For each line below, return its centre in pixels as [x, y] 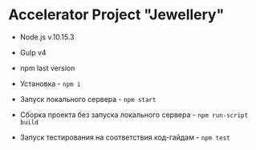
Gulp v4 [33, 52]
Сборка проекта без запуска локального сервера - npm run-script [134, 115]
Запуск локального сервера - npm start [88, 99]
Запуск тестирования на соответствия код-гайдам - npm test [125, 137]
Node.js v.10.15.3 [47, 37]
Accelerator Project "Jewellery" [116, 15]
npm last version [47, 68]
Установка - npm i [51, 83]
